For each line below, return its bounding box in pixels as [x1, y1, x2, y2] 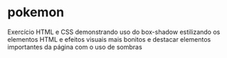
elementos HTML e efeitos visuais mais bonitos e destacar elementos [7, 35, 211, 43]
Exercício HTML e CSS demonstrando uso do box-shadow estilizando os [7, 28, 221, 36]
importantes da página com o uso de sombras [7, 42, 142, 51]
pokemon [7, 4, 65, 21]
